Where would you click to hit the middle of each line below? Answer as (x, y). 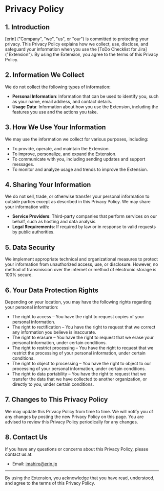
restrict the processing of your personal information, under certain (79, 353)
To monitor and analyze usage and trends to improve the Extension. (80, 169)
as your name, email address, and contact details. (62, 101)
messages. (23, 164)
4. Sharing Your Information (48, 185)
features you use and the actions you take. (55, 112)
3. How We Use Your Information (56, 128)
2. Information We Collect (45, 75)
